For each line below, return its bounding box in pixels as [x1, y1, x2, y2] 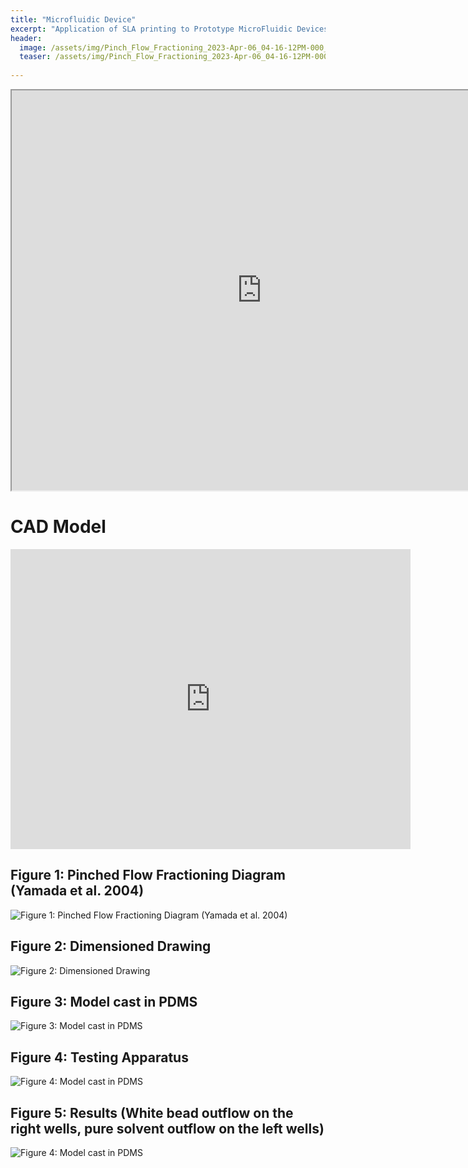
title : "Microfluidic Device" [10, 14, 137, 25]
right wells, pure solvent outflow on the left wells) [10, 1120, 325, 1137]
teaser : [19, 52, 52, 62]
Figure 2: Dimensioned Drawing [10, 938, 212, 955]
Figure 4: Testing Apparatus [10, 1049, 189, 1066]
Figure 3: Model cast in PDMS [10, 993, 198, 1010]
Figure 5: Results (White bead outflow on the [10, 1104, 294, 1121]
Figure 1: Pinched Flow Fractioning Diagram [10, 867, 286, 884]
